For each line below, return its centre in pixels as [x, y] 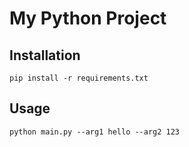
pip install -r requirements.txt [79, 78]
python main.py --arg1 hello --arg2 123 [95, 132]
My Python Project [88, 18]
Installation [45, 55]
